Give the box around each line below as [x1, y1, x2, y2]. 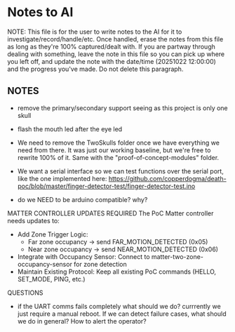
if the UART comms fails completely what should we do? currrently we [17, 302, 221, 310]
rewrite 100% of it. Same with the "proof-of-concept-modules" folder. [17, 153, 220, 161]
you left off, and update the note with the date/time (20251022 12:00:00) [7, 57, 216, 65]
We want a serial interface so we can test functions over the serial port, [17, 166, 224, 175]
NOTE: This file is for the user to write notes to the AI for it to [7, 27, 182, 36]
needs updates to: [7, 216, 60, 225]
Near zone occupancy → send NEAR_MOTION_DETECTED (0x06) [27, 245, 219, 253]
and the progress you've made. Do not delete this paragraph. [7, 65, 184, 73]
